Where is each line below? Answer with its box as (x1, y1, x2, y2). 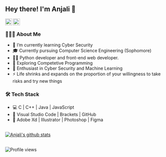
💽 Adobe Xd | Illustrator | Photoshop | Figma (12, 117, 103, 123)
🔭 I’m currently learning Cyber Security (12, 42, 93, 48)
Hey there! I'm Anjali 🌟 (5, 5, 76, 13)
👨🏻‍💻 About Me (5, 30, 41, 37)
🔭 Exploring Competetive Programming (12, 60, 93, 66)
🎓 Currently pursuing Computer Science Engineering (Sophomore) (12, 48, 151, 54)
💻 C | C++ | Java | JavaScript (12, 104, 74, 110)
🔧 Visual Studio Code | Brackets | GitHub (12, 112, 96, 118)
